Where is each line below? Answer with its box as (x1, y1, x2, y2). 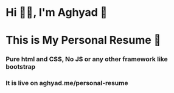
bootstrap (5, 63, 36, 71)
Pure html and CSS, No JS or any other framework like (5, 55, 168, 63)
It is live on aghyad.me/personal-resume (5, 79, 128, 88)
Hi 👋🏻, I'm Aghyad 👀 (5, 5, 108, 19)
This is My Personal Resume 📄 (5, 33, 161, 47)
